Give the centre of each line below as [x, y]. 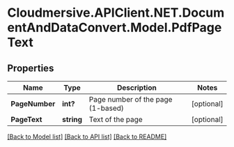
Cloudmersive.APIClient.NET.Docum [116, 13]
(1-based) [106, 108]
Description [137, 87]
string [72, 119]
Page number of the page [131, 99]
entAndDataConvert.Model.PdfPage [115, 28]
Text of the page [116, 119]
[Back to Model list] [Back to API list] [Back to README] [87, 137]
